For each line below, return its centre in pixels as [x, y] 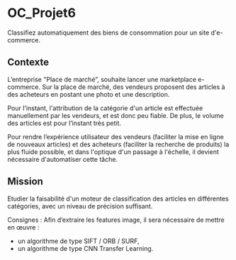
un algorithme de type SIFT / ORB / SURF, [78, 241]
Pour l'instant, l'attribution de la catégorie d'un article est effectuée [105, 108]
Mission [26, 182]
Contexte [28, 63]
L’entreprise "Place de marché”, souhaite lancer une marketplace [102, 79]
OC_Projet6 [42, 13]
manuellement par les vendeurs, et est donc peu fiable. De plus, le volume [116, 115]
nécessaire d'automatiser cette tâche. [63, 159]
